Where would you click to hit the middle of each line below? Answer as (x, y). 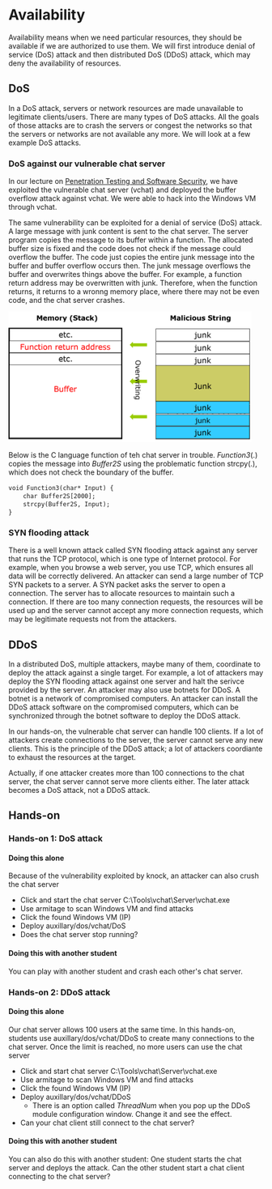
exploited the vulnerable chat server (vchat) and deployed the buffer (122, 190)
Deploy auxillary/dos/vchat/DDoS (75, 1097)
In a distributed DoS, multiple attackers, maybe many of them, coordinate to (134, 664)
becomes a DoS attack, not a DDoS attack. (79, 790)
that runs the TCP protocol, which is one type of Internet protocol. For (125, 559)
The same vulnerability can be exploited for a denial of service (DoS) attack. (135, 223)
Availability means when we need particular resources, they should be (125, 37)
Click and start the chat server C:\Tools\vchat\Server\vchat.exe (125, 900)
